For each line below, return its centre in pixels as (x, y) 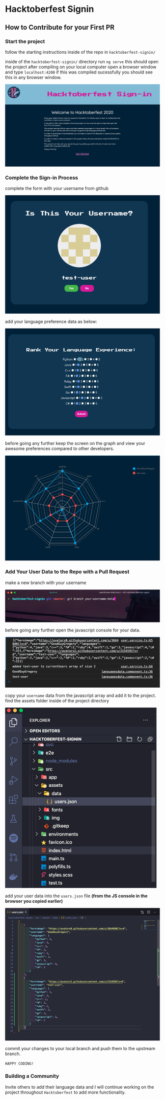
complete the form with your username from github (57, 188)
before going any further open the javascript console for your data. (73, 630)
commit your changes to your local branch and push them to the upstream (80, 1049)
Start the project (25, 41)
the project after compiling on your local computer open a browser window (81, 67)
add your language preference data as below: (51, 321)
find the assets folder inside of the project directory (57, 700)
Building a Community (32, 1076)
